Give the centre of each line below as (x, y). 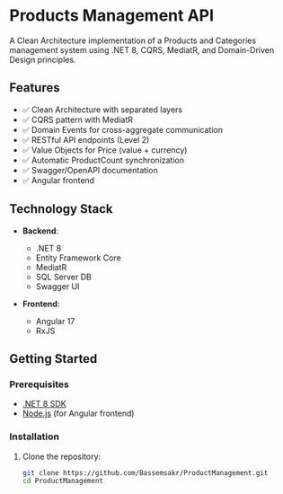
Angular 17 (55, 321)
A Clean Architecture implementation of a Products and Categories (133, 40)
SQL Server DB (63, 277)
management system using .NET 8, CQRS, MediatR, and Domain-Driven (142, 49)
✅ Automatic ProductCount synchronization (103, 160)
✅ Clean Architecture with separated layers (102, 110)
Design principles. (43, 59)
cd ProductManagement (62, 481)
